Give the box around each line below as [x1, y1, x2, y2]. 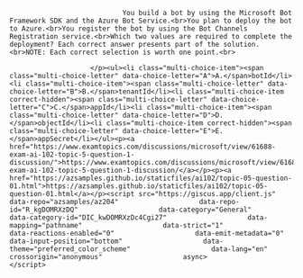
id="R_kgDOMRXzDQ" [9, 205, 78, 214]
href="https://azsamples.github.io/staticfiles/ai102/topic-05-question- [9, 174, 293, 183]
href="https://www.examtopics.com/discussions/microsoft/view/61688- [9, 142, 277, 151]
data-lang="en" [210, 245, 269, 254]
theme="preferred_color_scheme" [9, 245, 131, 254]
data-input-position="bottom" [9, 237, 124, 246]
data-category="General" [158, 205, 252, 214]
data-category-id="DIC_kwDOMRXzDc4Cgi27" [9, 213, 168, 222]
